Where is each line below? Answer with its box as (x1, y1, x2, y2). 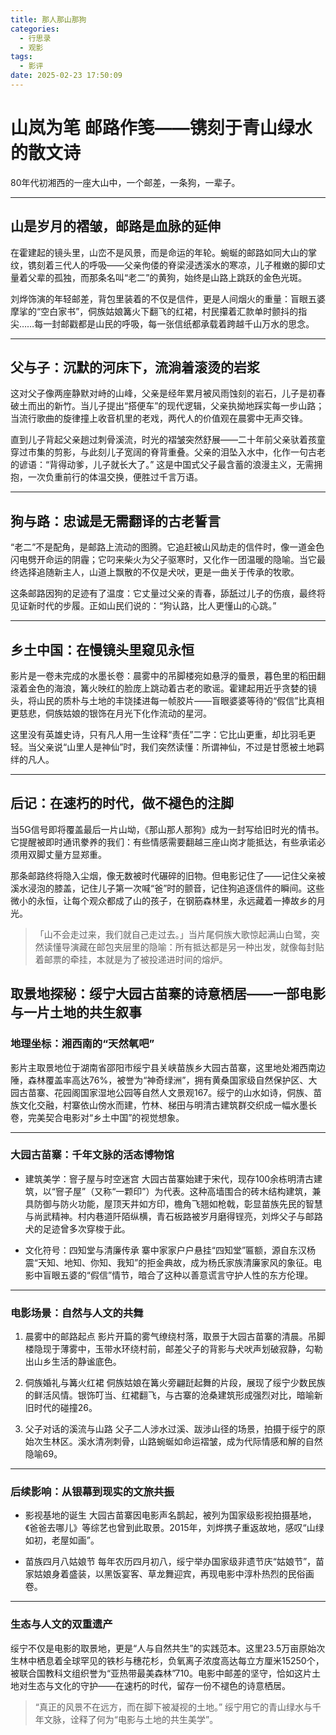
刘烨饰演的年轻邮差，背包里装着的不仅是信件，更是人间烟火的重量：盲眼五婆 (10, 292, 326, 305)
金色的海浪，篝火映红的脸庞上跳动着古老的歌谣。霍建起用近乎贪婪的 (27, 682, 308, 695)
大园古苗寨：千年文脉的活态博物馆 (10, 1148, 175, 1162)
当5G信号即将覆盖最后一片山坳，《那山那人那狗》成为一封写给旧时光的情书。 (10, 823, 325, 835)
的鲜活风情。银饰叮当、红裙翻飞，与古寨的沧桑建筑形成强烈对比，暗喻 (24, 1389, 315, 1401)
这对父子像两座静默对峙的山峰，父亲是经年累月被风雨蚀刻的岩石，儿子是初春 (10, 387, 326, 400)
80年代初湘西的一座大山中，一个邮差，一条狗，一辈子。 (10, 176, 241, 188)
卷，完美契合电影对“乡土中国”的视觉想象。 (10, 1111, 185, 1123)
